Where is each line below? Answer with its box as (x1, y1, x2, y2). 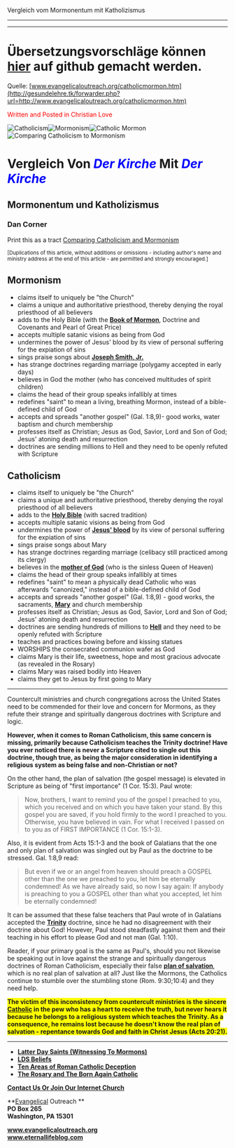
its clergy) (17, 556, 47, 564)
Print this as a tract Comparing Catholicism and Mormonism (7, 235, 180, 244)
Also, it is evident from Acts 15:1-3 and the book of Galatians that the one (7, 839, 218, 848)
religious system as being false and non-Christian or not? (7, 761, 178, 769)
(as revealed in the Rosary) (17, 660, 96, 669)
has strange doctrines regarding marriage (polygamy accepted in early (17, 360, 222, 368)
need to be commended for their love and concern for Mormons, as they (7, 702, 216, 711)
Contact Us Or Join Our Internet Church (7, 1083, 124, 1092)
